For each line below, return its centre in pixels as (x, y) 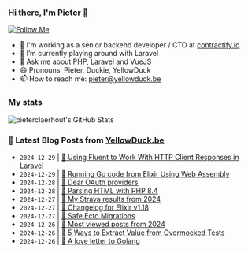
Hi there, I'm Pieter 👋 (48, 13)
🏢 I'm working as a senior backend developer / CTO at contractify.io (130, 45)
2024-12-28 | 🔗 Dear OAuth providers (79, 182)
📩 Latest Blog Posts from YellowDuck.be (86, 140)
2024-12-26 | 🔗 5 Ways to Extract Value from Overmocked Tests (122, 233)
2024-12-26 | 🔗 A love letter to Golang (80, 240)
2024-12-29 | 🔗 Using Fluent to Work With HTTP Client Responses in (129, 157)
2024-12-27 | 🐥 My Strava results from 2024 (90, 199)
